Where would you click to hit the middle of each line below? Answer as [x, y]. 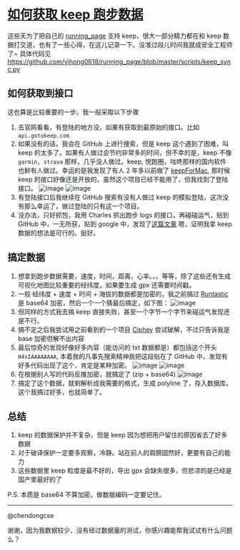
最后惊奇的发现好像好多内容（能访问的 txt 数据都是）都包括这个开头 [117, 347]
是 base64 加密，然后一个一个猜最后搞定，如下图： [93, 302]
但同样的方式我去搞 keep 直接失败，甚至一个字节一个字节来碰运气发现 [120, 312]
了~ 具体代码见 [29, 54]
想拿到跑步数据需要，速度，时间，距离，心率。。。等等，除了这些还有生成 [124, 276]
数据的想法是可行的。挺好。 [59, 233]
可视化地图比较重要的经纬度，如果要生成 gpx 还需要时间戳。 [106, 285]
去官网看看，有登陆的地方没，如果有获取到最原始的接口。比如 [109, 127]
